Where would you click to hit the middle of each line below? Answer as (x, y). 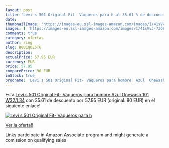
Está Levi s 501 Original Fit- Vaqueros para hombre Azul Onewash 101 (77, 94)
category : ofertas (24, 38)
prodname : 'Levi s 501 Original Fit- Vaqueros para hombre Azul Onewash (85, 80)
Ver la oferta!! (19, 125)
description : (19, 52)
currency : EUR (20, 62)
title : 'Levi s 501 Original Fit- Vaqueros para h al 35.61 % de (75, 15)
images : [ (16, 29)
